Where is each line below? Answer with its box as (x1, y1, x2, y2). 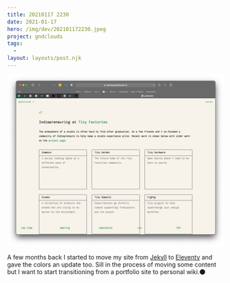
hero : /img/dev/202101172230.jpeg (7, 25, 107, 32)
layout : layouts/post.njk (7, 55, 81, 62)
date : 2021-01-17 (7, 18, 57, 25)
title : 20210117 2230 (7, 11, 70, 18)
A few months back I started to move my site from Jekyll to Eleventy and (7, 253, 213, 261)
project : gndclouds (7, 33, 63, 40)
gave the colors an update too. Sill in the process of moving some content (7, 260, 217, 269)
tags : (7, 40, 23, 48)
